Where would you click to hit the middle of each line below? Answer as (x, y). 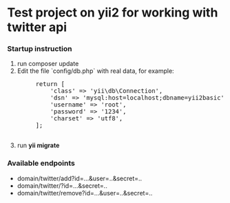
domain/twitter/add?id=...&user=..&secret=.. (80, 178)
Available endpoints (41, 163)
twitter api (37, 27)
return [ (50, 84)
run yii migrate (38, 145)
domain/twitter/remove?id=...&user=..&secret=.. (85, 193)
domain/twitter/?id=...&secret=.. (62, 185)
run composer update (48, 64)
